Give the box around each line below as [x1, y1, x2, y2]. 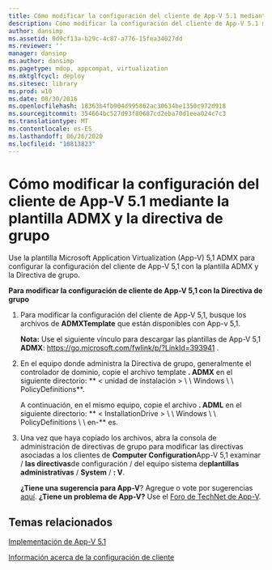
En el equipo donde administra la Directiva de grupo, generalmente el [19, 359, 252, 368]
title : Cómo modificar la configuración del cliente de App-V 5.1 [8, 11, 237, 20]
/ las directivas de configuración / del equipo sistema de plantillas [19, 459, 240, 469]
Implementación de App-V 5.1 [8, 537, 107, 547]
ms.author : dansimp [8, 57, 74, 66]
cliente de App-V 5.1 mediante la [8, 192, 230, 211]
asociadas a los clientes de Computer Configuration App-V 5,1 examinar [19, 450, 261, 460]
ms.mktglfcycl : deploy [8, 72, 85, 80]
